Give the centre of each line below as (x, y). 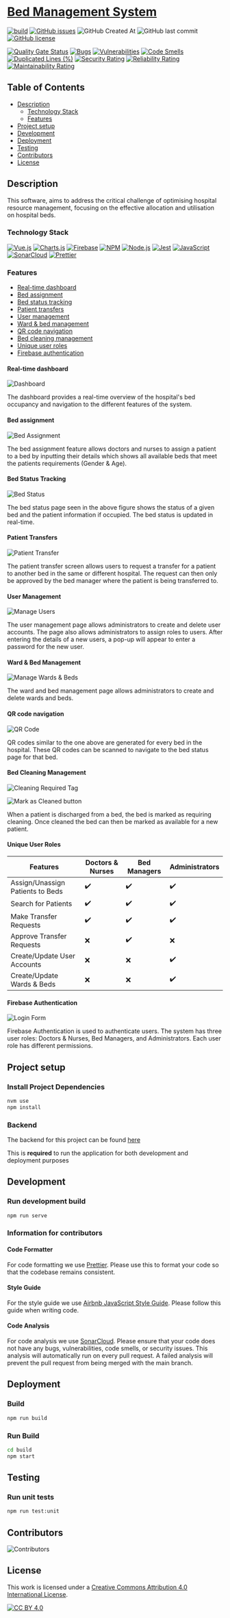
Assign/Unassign (38, 882)
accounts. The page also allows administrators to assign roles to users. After (115, 632)
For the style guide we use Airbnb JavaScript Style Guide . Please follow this (114, 1303)
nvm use (18, 1101)
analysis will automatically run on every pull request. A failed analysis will (110, 1356)
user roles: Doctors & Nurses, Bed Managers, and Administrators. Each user (114, 1038)
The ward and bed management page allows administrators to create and (111, 691)
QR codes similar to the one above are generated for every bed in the (105, 742)
